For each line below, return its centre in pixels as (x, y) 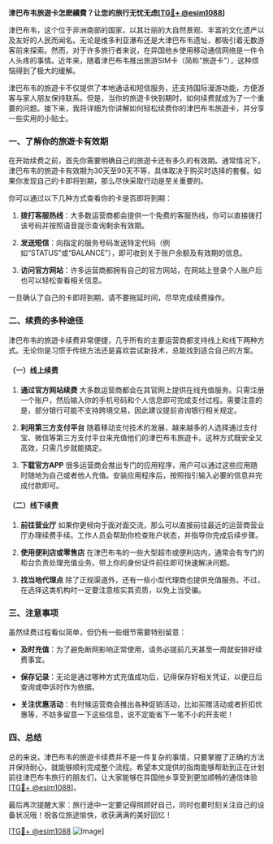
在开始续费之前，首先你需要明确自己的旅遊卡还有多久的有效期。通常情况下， (136, 161)
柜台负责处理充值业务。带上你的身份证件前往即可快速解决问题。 (127, 563)
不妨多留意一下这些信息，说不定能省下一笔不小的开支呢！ (138, 715)
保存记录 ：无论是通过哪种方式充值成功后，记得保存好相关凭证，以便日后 (141, 677)
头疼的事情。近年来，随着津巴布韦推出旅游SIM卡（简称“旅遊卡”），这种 (133, 61)
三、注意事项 (34, 612)
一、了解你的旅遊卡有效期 (58, 141)
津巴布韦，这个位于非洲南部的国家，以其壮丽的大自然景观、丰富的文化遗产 (133, 30)
